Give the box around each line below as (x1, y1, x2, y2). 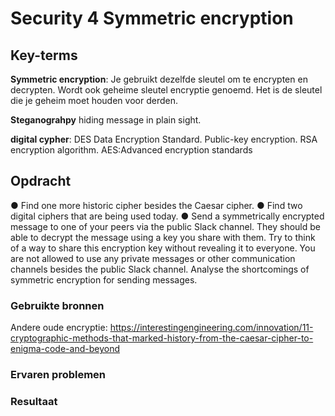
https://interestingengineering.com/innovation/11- (109, 322, 314, 334)
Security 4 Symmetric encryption (10, 7, 294, 30)
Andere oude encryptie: (10, 322, 108, 334)
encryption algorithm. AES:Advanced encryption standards (10, 144, 253, 156)
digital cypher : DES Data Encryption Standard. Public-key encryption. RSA (10, 133, 318, 145)
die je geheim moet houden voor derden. (10, 95, 178, 106)
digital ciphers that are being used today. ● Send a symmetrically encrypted (10, 210, 325, 222)
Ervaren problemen (10, 368, 107, 382)
